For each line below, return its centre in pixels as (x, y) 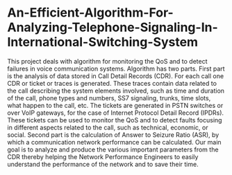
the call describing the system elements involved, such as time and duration (116, 91)
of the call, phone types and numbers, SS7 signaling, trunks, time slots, (109, 98)
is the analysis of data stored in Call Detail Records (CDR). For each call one (116, 76)
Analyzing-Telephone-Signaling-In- (113, 27)
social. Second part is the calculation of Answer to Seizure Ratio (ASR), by (113, 135)
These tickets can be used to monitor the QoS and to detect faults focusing (115, 120)
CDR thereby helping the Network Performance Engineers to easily (103, 156)
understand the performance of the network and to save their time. (103, 164)
